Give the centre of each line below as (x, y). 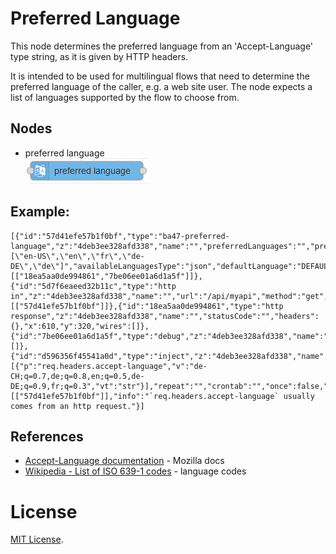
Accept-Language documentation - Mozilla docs (124, 461)
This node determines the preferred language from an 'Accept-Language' (162, 46)
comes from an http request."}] (77, 406)
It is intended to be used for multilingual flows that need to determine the (160, 76)
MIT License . (37, 539)
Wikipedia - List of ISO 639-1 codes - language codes (135, 471)
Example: (40, 212)
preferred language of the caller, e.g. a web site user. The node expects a (161, 86)
